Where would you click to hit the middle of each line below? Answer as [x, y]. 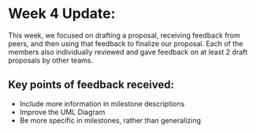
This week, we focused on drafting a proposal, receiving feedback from [124, 35]
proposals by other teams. [50, 60]
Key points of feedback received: [91, 85]
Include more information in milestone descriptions [102, 103]
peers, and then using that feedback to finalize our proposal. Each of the [126, 43]
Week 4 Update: [62, 14]
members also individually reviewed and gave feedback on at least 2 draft [128, 52]
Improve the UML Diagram [62, 112]
